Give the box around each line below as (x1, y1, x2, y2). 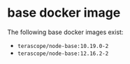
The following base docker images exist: (7, 28, 124, 36)
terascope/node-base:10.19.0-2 (17, 42, 109, 49)
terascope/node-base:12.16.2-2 (17, 50, 109, 57)
